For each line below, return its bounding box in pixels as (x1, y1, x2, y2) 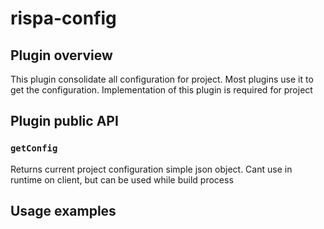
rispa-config (10, 7, 117, 30)
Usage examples (10, 203, 117, 220)
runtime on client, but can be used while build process (10, 173, 234, 186)
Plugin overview (10, 47, 113, 64)
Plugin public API (10, 113, 119, 130)
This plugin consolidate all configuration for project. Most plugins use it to (10, 73, 314, 85)
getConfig (10, 143, 58, 154)
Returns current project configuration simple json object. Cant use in (10, 163, 293, 175)
